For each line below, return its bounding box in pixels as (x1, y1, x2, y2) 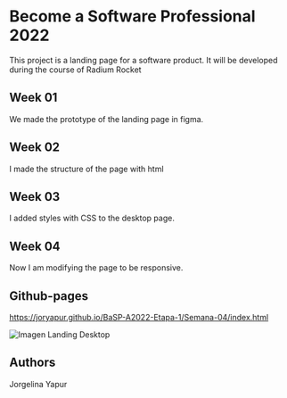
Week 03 (9, 189, 61, 204)
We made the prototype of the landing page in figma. (9, 113, 204, 124)
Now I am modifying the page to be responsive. (9, 262, 184, 273)
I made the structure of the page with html (9, 163, 164, 174)
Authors (9, 355, 56, 370)
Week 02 (9, 140, 61, 155)
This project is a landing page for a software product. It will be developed (9, 54, 278, 65)
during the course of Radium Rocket (9, 64, 142, 75)
